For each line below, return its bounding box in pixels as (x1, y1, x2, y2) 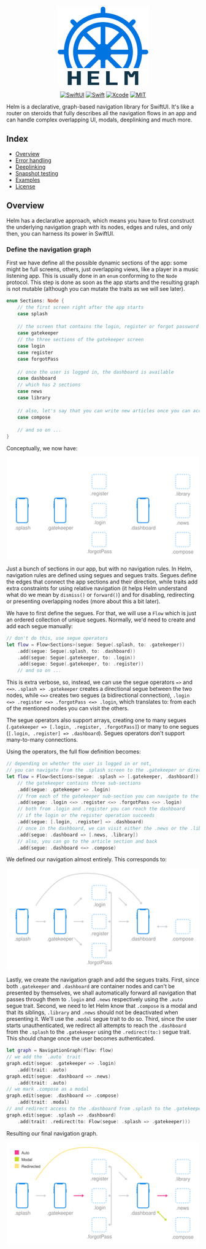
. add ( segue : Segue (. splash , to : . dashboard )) (17, 648, 136, 654)
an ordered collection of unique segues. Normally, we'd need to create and (6, 616, 196, 623)
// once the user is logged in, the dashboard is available (17, 369, 174, 375)
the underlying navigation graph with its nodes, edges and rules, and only (6, 223, 193, 231)
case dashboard (17, 375, 56, 382)
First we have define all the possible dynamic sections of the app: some (6, 259, 188, 266)
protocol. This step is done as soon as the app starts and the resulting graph (6, 279, 199, 286)
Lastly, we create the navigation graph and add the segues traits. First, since (6, 976, 199, 983)
